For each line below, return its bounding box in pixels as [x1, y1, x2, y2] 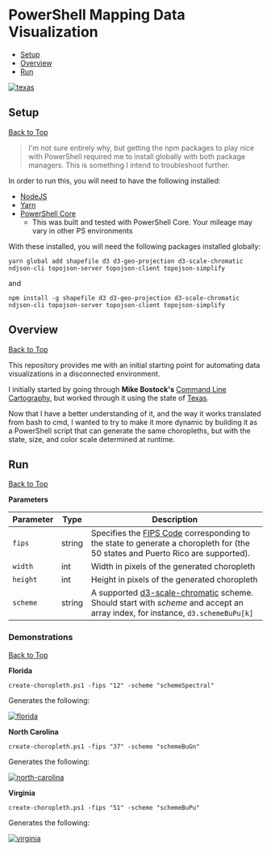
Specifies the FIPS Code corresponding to [90, 528, 251, 539]
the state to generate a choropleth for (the [90, 537, 250, 549]
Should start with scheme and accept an [90, 597, 244, 609]
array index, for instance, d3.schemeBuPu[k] [90, 608, 254, 619]
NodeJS [19, 192, 48, 201]
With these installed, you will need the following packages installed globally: [8, 241, 261, 251]
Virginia [8, 788, 35, 798]
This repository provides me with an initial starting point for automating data [8, 360, 261, 369]
